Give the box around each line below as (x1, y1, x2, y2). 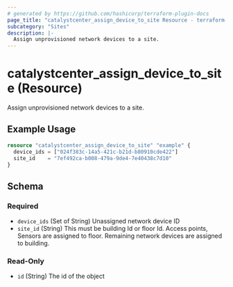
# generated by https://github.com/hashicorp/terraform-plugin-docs (7, 10, 209, 17)
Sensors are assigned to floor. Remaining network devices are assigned (17, 232, 223, 240)
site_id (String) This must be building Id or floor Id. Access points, (17, 225, 208, 233)
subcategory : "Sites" (7, 23, 70, 30)
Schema (7, 180, 44, 192)
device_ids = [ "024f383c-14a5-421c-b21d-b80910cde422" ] (13, 148, 178, 155)
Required (7, 201, 39, 211)
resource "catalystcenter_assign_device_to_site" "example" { (7, 141, 191, 149)
